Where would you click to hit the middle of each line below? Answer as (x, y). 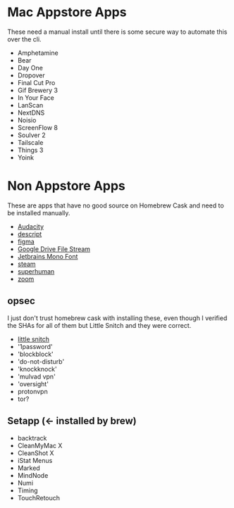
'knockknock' (37, 369)
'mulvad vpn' (37, 376)
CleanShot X (36, 453)
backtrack (32, 438)
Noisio (27, 120)
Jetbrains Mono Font (48, 256)
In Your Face (36, 97)
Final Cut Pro (36, 82)
